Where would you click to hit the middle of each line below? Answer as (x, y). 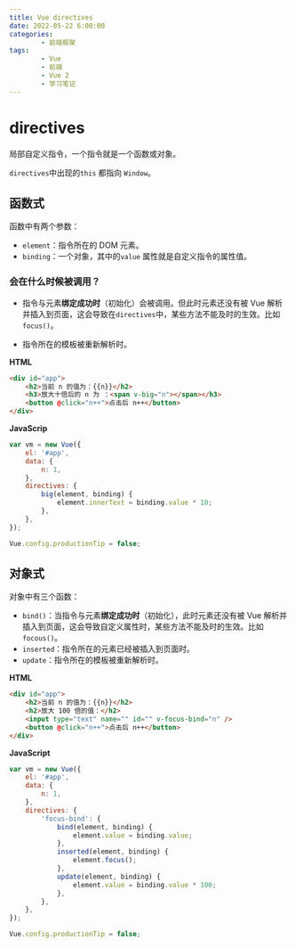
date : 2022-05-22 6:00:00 (57, 26)
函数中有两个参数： (44, 226)
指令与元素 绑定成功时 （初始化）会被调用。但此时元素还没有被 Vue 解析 (152, 303)
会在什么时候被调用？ (55, 282)
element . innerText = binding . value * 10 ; (135, 503)
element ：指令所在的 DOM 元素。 (83, 245)
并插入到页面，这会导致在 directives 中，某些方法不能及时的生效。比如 (151, 314)
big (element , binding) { (87, 494)
